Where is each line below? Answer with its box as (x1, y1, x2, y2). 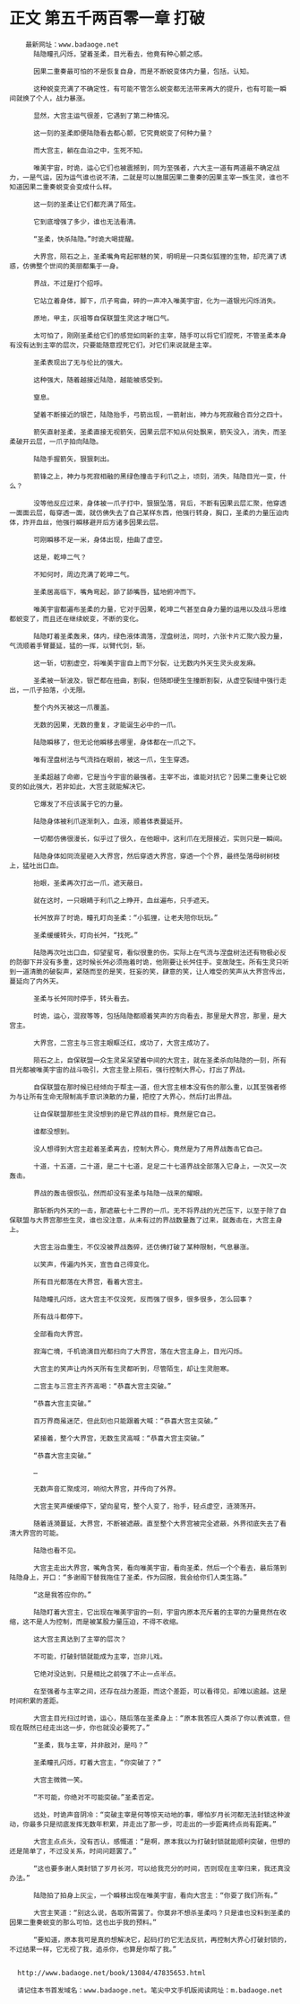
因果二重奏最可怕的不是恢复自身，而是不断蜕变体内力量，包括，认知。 (32, 66, 253, 76)
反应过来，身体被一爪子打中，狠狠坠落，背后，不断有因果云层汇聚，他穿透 (53, 499, 287, 508)
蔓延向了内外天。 (9, 976, 64, 985)
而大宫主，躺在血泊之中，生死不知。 (32, 145, 148, 155)
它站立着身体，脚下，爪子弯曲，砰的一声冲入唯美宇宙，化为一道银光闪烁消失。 (32, 296, 280, 305)
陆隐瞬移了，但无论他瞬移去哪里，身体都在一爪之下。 (32, 738, 201, 747)
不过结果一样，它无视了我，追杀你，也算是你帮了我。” (9, 1945, 177, 1954)
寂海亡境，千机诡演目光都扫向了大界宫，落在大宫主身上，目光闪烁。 (32, 1347, 247, 1356)
